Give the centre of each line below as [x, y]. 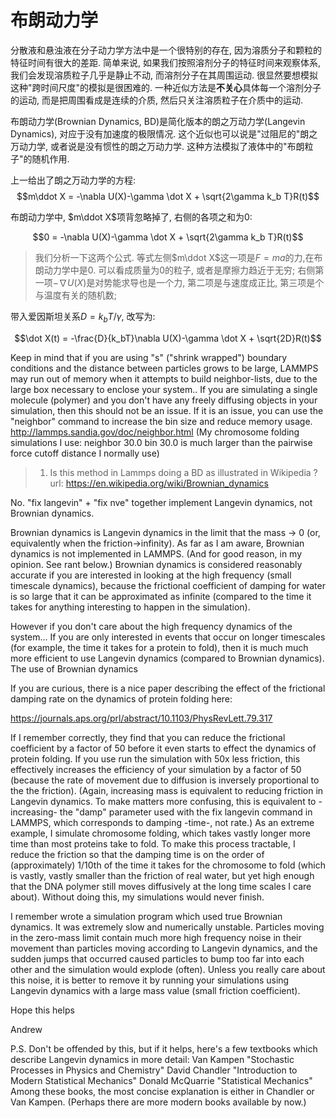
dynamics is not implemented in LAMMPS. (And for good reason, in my [156, 553]
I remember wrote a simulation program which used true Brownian [146, 916]
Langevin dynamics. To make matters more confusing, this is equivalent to [163, 801]
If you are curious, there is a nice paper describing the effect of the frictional [168, 688]
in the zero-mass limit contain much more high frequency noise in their [156, 937]
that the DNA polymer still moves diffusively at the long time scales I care [161, 886]
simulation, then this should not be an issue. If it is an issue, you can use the [167, 410]
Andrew [26, 1029]
